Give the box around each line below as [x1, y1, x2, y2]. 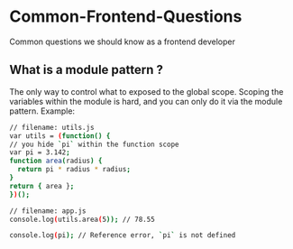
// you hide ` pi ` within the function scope [9, 140, 179, 149]
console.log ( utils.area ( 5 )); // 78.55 [9, 215, 155, 224]
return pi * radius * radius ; [17, 165, 131, 174]
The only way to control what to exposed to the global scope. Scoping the [9, 86, 284, 97]
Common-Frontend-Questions [9, 6, 243, 27]
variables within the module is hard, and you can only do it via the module [9, 96, 283, 106]
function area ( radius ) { [9, 156, 103, 166]
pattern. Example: [9, 106, 75, 116]
